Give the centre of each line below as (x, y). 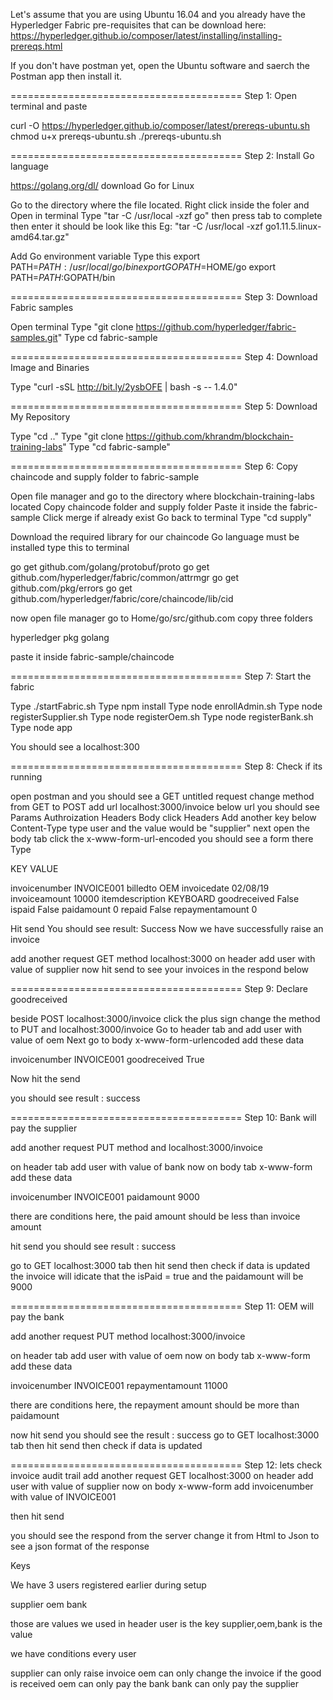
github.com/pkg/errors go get (71, 588)
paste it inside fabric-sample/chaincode (92, 657)
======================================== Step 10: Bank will (163, 1117)
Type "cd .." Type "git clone (67, 436)
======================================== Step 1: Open (153, 95)
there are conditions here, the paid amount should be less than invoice (155, 1216)
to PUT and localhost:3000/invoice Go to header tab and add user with (156, 1029)
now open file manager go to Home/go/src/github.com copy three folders (161, 618)
